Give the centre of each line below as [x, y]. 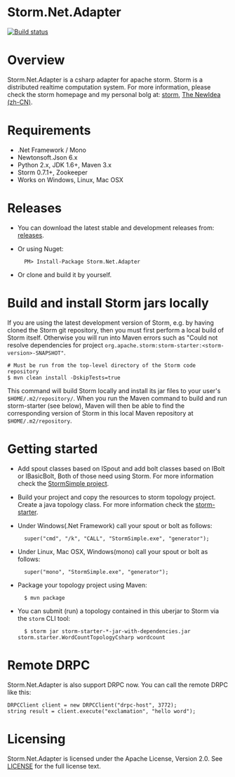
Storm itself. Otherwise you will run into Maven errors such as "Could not [113, 338]
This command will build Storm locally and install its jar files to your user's [114, 390]
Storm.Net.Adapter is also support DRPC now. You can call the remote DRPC [117, 685]
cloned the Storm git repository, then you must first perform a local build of [116, 330]
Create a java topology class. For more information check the [106, 504]
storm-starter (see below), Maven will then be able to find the [96, 406]
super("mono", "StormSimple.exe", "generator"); [96, 572]
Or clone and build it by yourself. [65, 274]
